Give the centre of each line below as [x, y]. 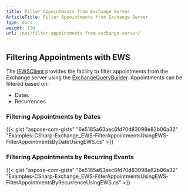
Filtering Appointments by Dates [53, 116]
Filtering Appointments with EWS [68, 57]
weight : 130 [21, 28]
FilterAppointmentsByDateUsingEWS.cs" [55, 142]
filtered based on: [27, 83]
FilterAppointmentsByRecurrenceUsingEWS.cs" [64, 182]
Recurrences [30, 101]
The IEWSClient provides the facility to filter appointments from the [87, 71]
